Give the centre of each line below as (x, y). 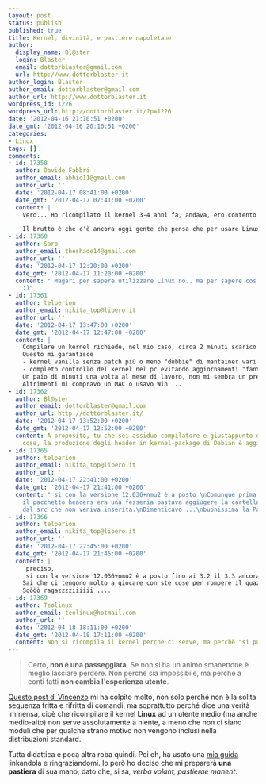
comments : (25, 156)
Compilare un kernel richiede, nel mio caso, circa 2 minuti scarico (140, 347)
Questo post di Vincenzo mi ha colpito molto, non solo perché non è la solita (132, 697)
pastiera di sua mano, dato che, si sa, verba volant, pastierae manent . (123, 771)
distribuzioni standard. (45, 740)
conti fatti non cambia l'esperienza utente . (98, 682)
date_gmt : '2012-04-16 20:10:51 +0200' (74, 126)
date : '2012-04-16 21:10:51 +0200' (67, 119)
